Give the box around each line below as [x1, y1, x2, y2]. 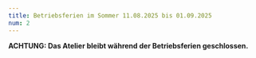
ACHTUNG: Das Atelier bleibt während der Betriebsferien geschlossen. [8, 41, 249, 50]
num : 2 [8, 19, 30, 27]
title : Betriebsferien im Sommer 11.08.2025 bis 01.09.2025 [8, 11, 213, 20]
